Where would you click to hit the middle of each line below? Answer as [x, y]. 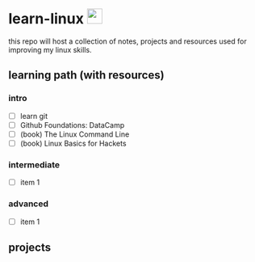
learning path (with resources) [86, 76]
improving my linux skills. [50, 49]
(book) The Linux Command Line [75, 134]
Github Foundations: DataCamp [72, 125]
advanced [28, 204]
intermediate [34, 164]
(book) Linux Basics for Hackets [73, 143]
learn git [34, 116]
